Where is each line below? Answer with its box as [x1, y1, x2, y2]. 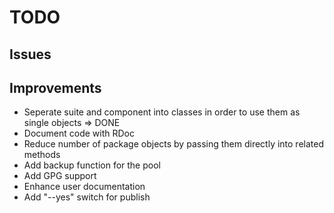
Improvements [9, 79, 102, 96]
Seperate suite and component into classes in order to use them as [23, 106, 301, 118]
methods [23, 149, 61, 161]
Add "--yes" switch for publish [23, 191, 151, 203]
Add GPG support [23, 170, 97, 182]
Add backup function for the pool [23, 159, 161, 171]
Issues [9, 46, 52, 63]
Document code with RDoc [23, 127, 135, 140]
